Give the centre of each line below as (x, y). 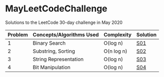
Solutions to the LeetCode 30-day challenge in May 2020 (64, 22)
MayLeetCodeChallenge (56, 9)
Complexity (118, 34)
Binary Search (49, 43)
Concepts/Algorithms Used (66, 34)
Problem (18, 34)
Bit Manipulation (51, 67)
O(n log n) (116, 51)
